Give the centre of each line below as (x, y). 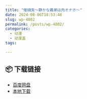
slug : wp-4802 (20, 19)
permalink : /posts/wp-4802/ (35, 24)
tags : (11, 43)
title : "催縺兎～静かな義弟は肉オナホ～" (44, 10)
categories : (18, 29)
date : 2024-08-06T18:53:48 (34, 15)
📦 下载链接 (23, 69)
